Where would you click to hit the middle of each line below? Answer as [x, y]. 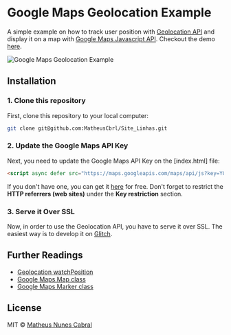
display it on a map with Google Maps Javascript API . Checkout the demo [111, 38]
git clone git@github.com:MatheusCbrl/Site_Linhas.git [87, 128]
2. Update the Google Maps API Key [68, 146]
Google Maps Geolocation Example [109, 13]
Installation [32, 81]
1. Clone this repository [46, 101]
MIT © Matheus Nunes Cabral [50, 325]
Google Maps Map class [51, 279]
